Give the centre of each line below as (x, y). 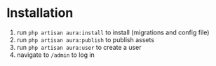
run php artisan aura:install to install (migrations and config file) (113, 32)
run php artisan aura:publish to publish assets (86, 39)
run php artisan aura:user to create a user (79, 47)
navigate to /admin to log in (56, 55)
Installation (40, 13)
